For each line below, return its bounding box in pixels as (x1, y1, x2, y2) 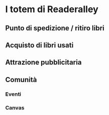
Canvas (5, 104, 24, 111)
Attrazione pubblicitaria (5, 58, 82, 67)
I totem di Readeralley (5, 4, 99, 15)
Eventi (5, 90, 21, 97)
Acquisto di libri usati (5, 41, 74, 49)
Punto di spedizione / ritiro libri (5, 24, 105, 32)
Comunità (5, 75, 37, 84)
